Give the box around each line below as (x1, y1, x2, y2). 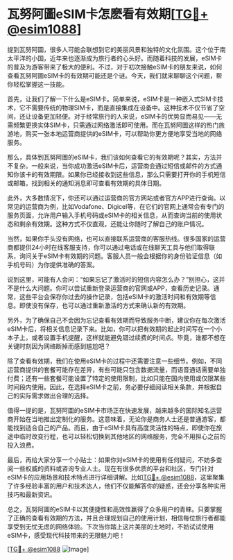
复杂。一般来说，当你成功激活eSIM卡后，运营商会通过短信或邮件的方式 (12, 161, 216, 170)
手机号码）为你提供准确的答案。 (7, 260, 98, 269)
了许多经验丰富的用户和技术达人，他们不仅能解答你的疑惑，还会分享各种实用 (7, 482, 226, 490)
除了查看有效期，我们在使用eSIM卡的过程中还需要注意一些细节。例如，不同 (7, 357, 223, 365)
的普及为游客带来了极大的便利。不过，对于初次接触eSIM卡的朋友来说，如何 (7, 62, 223, 71)
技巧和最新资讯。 (7, 490, 56, 498)
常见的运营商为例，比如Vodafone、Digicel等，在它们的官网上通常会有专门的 (7, 202, 225, 210)
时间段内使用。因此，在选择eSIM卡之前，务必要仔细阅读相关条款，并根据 (7, 382, 216, 391)
